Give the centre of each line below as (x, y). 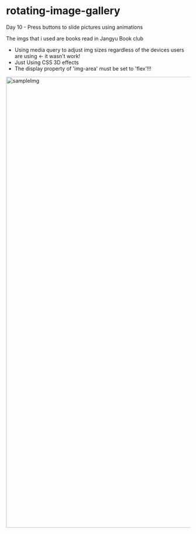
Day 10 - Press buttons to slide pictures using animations (75, 27)
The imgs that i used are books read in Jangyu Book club (75, 38)
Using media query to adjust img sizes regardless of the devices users (99, 50)
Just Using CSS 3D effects (47, 62)
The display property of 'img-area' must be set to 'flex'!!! (83, 68)
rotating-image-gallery (63, 11)
